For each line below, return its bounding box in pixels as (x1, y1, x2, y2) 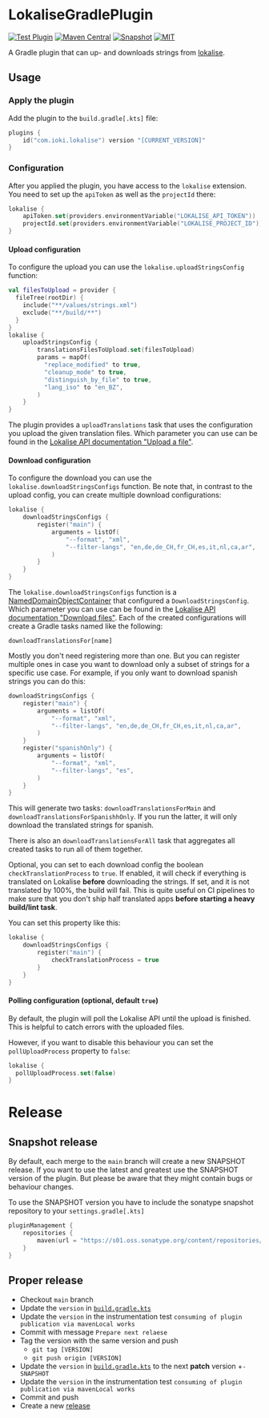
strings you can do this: (8, 677, 86, 686)
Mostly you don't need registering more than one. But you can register (8, 651, 240, 661)
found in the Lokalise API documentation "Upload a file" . (8, 437, 194, 446)
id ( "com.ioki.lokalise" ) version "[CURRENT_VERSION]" (22, 136, 206, 144)
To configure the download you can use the (8, 473, 152, 483)
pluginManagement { (8, 1222, 74, 1230)
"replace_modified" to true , (43, 361, 142, 369)
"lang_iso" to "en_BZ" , (43, 383, 124, 391)
